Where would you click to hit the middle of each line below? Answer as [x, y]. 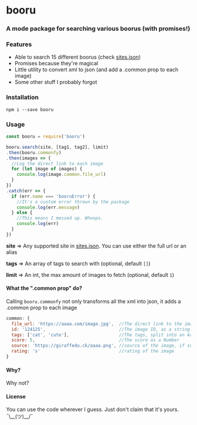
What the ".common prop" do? [44, 288]
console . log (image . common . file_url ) [62, 175]
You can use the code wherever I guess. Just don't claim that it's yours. [92, 410]
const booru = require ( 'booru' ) [45, 136]
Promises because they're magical [56, 63]
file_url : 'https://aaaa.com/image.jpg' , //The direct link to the [97, 324]
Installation [23, 98]
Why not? [18, 383]
